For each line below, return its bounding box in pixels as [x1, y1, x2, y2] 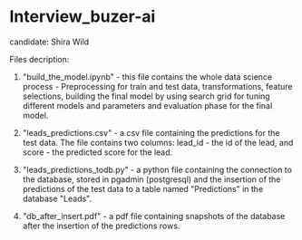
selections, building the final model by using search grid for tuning [22, 91, 270, 101]
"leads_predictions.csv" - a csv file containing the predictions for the [22, 127, 280, 138]
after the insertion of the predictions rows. [22, 220, 180, 231]
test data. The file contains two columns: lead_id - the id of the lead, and [22, 137, 294, 148]
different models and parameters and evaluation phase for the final [22, 100, 273, 110]
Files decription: [9, 53, 70, 64]
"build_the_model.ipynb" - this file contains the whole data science [22, 71, 273, 82]
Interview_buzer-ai [9, 6, 156, 27]
